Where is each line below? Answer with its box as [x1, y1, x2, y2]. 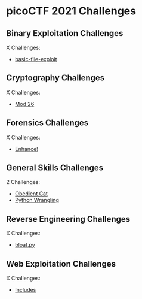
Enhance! [14, 145, 39, 152]
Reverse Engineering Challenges [6, 214, 131, 224]
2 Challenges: [6, 179, 41, 186]
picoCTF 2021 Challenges [6, 4, 136, 18]
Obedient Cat [14, 190, 48, 197]
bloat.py [14, 241, 35, 249]
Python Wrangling [14, 197, 60, 204]
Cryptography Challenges [6, 73, 105, 83]
